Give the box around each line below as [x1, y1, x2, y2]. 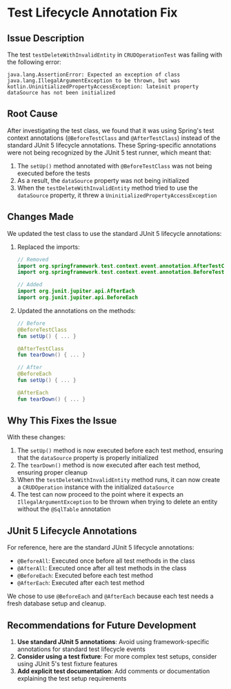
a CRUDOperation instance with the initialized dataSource [17, 483, 174, 491]
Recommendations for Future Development [7, 619, 197, 631]
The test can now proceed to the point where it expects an [17, 490, 184, 499]
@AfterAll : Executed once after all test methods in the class [17, 564, 187, 572]
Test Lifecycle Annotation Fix [7, 5, 178, 21]
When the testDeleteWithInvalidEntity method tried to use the [17, 183, 199, 192]
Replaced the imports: [17, 243, 81, 251]
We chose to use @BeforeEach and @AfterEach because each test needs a [7, 592, 214, 601]
